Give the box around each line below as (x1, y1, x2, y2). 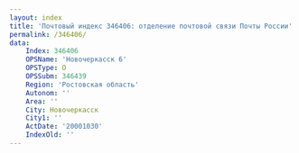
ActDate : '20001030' (25, 122, 103, 131)
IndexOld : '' (25, 130, 75, 139)
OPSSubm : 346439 (25, 72, 88, 81)
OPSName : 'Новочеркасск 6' (25, 55, 127, 64)
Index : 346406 (25, 47, 79, 56)
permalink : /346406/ (9, 30, 88, 39)
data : (9, 38, 30, 48)
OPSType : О (25, 64, 67, 73)
